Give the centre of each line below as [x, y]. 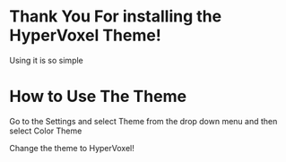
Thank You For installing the [116, 17]
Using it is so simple [46, 60]
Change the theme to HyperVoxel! [72, 148]
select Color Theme [46, 131]
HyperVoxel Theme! [85, 35]
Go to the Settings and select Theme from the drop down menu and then [143, 121]
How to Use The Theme [98, 97]
